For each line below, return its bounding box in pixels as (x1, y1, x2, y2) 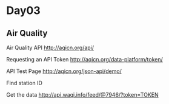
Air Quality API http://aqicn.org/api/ (6, 44, 94, 51)
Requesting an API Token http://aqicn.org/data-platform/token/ (6, 56, 164, 63)
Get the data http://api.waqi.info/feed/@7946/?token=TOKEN (6, 91, 159, 98)
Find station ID (6, 80, 42, 86)
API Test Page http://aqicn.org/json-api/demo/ (6, 68, 122, 75)
